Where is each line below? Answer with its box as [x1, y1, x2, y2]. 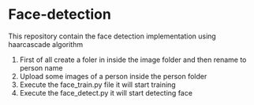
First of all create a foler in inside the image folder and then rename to [19, 55, 247, 64]
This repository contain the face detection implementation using [8, 31, 217, 41]
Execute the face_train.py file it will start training [19, 80, 176, 89]
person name [19, 63, 63, 72]
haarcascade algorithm [8, 39, 84, 49]
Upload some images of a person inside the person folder [19, 71, 207, 81]
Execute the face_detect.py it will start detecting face [19, 88, 193, 97]
